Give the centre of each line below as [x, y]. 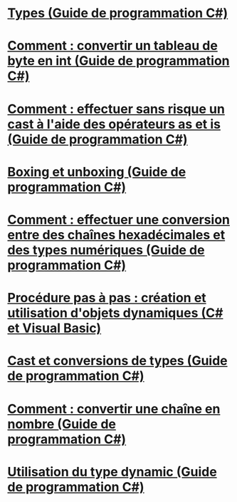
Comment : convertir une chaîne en [114, 409]
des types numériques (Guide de [106, 250]
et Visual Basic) [54, 328]
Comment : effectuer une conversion [118, 220]
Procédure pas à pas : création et [107, 298]
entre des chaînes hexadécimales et [116, 235]
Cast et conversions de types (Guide [117, 361]
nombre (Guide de [62, 424]
